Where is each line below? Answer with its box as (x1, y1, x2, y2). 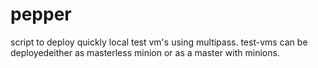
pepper (10, 3, 72, 26)
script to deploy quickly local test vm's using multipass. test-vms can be (10, 36, 308, 48)
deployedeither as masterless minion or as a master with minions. (10, 46, 280, 58)
